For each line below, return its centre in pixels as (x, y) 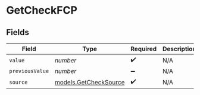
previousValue (29, 71)
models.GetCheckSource (90, 82)
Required (144, 49)
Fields (18, 32)
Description (179, 49)
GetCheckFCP (42, 10)
